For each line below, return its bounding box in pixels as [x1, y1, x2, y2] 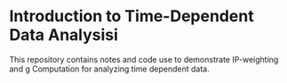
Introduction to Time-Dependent [9, 6, 255, 26]
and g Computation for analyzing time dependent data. [9, 64, 211, 74]
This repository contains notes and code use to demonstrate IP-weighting [9, 54, 279, 64]
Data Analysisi [9, 25, 118, 45]
